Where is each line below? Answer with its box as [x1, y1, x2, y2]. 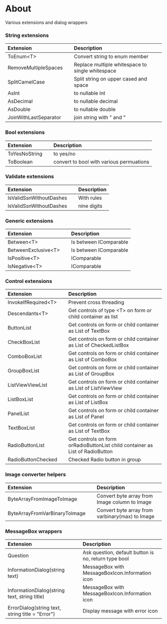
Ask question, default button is [83, 549, 154, 556]
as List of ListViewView [68, 385, 123, 392]
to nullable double [74, 106, 116, 113]
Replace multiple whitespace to [74, 61, 147, 68]
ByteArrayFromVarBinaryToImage [7, 510, 86, 517]
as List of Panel [68, 413, 104, 420]
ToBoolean [7, 158, 33, 165]
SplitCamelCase [7, 79, 45, 86]
